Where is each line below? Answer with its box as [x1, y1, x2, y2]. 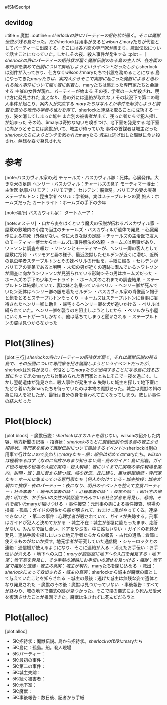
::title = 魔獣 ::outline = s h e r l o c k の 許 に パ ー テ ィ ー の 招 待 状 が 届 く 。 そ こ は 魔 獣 [5, 32, 161, 38]
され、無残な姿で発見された [5, 138, 62, 143]
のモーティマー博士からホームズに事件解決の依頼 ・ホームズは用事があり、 [5, 239, 158, 245]
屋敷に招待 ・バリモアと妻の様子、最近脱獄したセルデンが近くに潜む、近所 [5, 251, 159, 257]
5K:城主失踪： [12, 669, 41, 675]
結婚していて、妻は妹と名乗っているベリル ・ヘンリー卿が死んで [26, 282, 158, 288]
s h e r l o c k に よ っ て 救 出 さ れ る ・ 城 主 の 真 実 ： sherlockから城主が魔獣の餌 [5, 569, 149, 575]
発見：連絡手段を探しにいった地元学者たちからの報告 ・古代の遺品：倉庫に [5, 532, 159, 538]
